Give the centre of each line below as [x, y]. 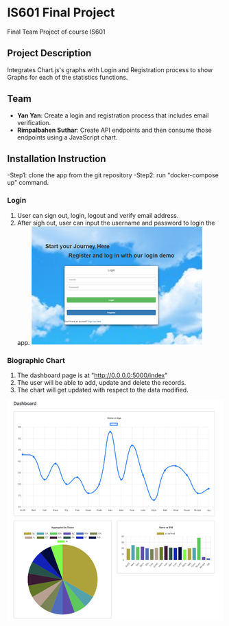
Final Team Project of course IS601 [56, 32]
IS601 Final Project [61, 13]
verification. [34, 122]
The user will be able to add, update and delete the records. [101, 382]
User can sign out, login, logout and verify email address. [98, 215]
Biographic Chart [36, 360]
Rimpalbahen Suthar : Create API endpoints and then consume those [114, 130]
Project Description [49, 53]
